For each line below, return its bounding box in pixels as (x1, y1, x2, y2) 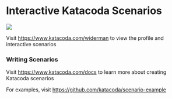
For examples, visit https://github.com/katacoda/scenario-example (6, 86, 166, 93)
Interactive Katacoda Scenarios (6, 4, 162, 18)
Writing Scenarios (6, 55, 58, 63)
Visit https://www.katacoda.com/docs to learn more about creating (6, 69, 167, 76)
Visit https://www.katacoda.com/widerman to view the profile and (6, 34, 164, 42)
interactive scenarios (6, 40, 57, 47)
